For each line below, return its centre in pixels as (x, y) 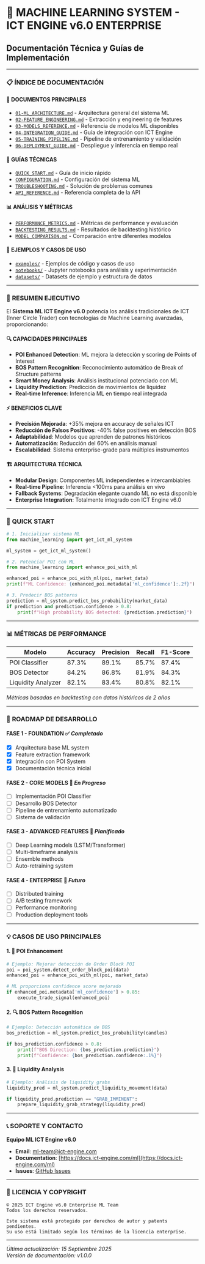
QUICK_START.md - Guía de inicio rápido (63, 173)
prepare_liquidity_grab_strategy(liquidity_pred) (82, 1105)
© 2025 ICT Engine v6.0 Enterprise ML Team (63, 1205)
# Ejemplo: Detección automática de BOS (59, 1027)
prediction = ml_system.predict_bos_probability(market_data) (87, 601)
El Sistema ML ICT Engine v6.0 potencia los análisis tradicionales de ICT (98, 311)
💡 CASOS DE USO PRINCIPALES (54, 937)
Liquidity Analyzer (35, 682)
